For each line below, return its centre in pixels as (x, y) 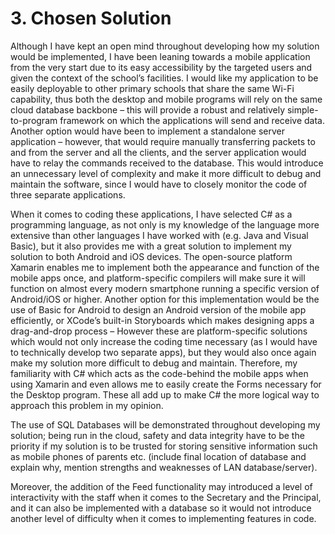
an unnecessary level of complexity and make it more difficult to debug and (166, 173)
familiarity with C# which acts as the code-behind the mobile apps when (159, 373)
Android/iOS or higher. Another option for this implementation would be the (165, 299)
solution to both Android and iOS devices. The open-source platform (151, 256)
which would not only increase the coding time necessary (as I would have (164, 341)
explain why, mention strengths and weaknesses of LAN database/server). (164, 467)
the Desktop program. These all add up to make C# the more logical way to (165, 394)
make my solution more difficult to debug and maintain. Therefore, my (154, 363)
